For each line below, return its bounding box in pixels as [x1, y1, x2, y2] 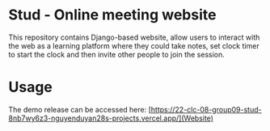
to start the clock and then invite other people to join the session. [8, 49, 225, 59]
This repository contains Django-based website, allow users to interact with [8, 32, 260, 42]
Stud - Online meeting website [8, 6, 217, 24]
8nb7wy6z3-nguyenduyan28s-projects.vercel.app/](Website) [8, 113, 214, 123]
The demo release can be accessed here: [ [8, 104, 152, 114]
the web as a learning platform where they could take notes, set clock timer [8, 40, 260, 50]
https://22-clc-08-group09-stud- [150, 104, 262, 114]
